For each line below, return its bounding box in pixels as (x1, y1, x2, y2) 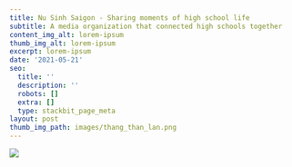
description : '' (17, 81, 79, 90)
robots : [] (17, 89, 59, 98)
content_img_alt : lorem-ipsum (9, 30, 125, 39)
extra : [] (17, 97, 55, 107)
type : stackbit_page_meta (17, 106, 116, 115)
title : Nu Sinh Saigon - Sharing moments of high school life (9, 13, 250, 23)
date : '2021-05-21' (9, 55, 84, 64)
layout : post (9, 114, 59, 123)
